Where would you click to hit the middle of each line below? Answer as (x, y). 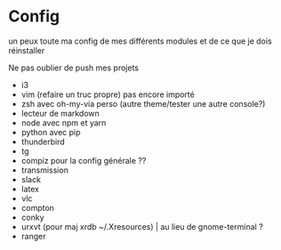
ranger (33, 236)
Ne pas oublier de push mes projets (74, 68)
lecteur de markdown (60, 113)
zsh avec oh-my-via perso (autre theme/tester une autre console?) (143, 103)
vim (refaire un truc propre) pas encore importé (108, 94)
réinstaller (27, 50)
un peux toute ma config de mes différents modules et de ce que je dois (140, 41)
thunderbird (43, 141)
